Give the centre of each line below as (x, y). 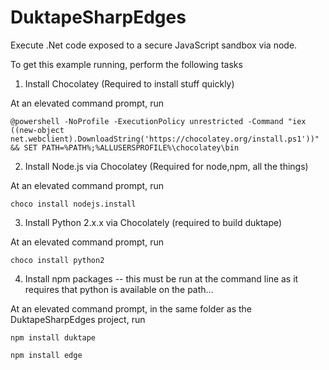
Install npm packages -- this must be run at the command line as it (161, 278)
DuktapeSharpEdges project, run (78, 319)
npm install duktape (53, 337)
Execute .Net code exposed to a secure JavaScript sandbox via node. (154, 45)
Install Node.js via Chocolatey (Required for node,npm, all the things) (166, 166)
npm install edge (46, 355)
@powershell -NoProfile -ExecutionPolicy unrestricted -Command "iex (158, 121)
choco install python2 (57, 260)
